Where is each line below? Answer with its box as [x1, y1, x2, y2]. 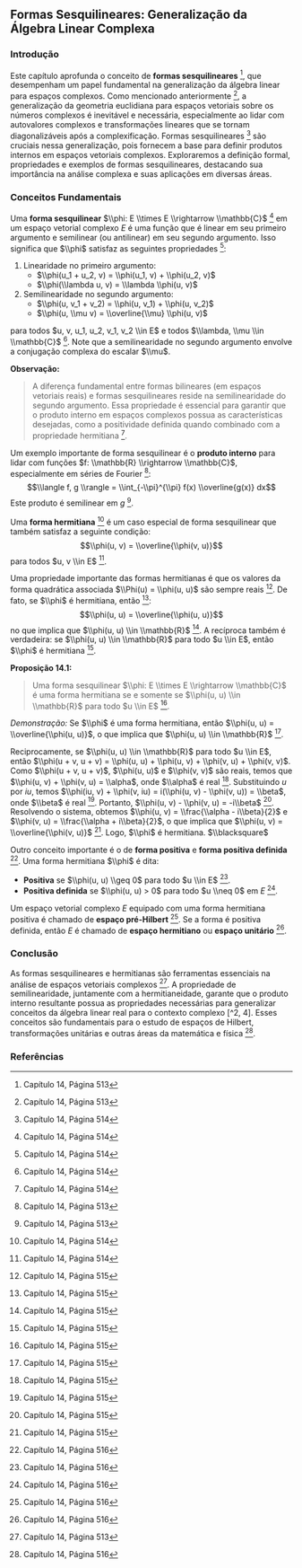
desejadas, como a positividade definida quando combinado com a [31, 418, 280, 429]
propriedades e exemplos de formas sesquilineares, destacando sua [10, 159, 263, 170]
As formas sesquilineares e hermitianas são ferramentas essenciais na [10, 967, 272, 978]
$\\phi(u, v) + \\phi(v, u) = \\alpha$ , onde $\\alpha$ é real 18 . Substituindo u [10, 775, 288, 787]
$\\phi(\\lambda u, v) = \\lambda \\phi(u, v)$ [36, 279, 198, 290]
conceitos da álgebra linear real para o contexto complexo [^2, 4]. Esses [10, 1008, 278, 1018]
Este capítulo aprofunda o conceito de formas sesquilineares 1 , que [10, 68, 263, 81]
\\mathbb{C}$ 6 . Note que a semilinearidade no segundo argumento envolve [10, 335, 293, 347]
